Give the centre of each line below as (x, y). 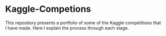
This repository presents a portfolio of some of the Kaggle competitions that (83, 23)
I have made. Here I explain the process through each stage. (67, 28)
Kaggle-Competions (48, 9)
